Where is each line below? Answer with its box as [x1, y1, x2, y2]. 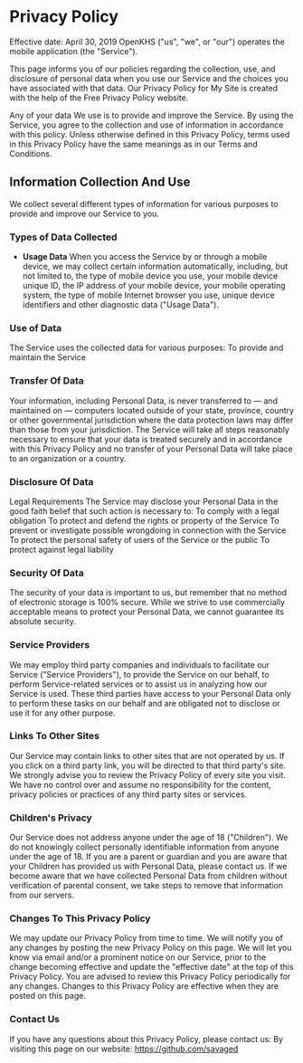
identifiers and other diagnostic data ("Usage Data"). [22, 299, 220, 310]
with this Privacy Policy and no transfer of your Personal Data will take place [9, 443, 293, 454]
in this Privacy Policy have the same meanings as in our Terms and [9, 138, 258, 149]
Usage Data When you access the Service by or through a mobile [22, 252, 268, 262]
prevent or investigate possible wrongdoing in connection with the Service [9, 525, 287, 536]
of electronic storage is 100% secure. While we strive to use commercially [9, 597, 285, 608]
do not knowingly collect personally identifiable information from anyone [9, 841, 279, 852]
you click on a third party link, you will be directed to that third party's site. [9, 760, 287, 771]
